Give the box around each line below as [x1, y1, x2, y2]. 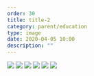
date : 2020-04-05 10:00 [7, 36, 75, 43]
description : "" [7, 42, 54, 49]
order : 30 [7, 10, 36, 17]
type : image [7, 29, 41, 37]
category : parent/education [7, 23, 88, 30]
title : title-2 [7, 17, 51, 23]
